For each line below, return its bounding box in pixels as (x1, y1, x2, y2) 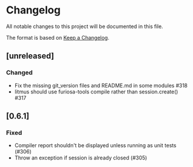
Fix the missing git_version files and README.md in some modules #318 (14, 82, 188, 89)
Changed (6, 68, 33, 76)
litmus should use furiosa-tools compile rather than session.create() (14, 88, 178, 95)
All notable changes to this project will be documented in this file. (6, 23, 164, 30)
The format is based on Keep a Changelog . (6, 34, 109, 41)
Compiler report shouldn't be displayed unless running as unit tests (14, 142, 177, 149)
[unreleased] (6, 51, 54, 61)
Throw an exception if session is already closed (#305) (14, 154, 147, 161)
